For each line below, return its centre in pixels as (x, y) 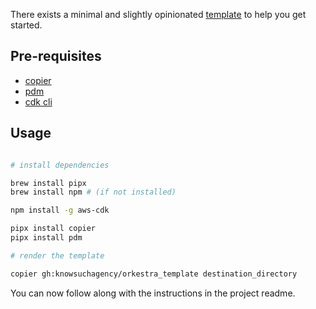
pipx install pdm (46, 238)
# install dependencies (60, 165)
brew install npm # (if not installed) (93, 192)
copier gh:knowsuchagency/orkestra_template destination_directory (154, 274)
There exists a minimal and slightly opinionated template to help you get (158, 14)
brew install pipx (48, 183)
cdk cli (38, 101)
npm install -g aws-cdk (60, 210)
